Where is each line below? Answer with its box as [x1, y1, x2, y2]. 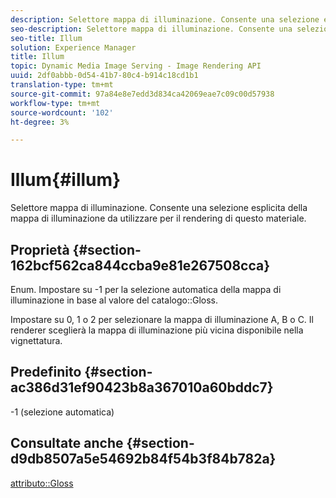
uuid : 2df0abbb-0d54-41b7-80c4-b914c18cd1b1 [10, 71, 199, 81]
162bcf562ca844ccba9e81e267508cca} [10, 257, 271, 274]
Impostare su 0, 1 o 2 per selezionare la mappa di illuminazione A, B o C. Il [10, 314, 314, 325]
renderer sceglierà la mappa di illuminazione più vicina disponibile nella [10, 324, 304, 336]
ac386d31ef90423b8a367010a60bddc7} [10, 379, 274, 396]
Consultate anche [10, 435, 124, 452]
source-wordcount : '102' [10, 107, 114, 118]
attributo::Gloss [10, 477, 74, 489]
